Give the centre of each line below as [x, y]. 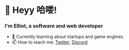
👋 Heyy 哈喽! [31, 10]
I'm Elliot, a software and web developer [54, 26]
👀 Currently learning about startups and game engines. [68, 37]
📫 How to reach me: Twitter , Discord [50, 42]
